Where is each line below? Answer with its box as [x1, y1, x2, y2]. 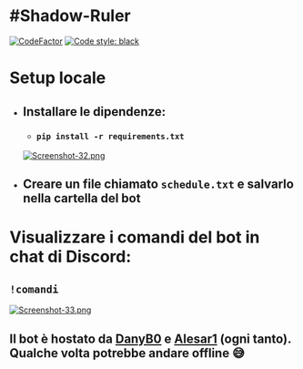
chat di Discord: [9, 247, 132, 267]
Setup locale [9, 67, 106, 88]
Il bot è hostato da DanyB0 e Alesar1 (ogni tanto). [9, 331, 292, 346]
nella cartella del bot [22, 190, 141, 206]
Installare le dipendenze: [22, 104, 167, 119]
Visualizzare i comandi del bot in [9, 227, 260, 248]
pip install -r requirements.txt [35, 131, 185, 142]
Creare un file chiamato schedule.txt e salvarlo [22, 177, 294, 192]
